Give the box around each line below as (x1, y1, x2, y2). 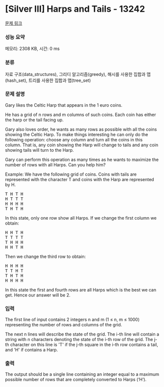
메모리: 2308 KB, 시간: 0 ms (5, 46, 60, 52)
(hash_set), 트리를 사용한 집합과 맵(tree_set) (5, 77, 91, 83)
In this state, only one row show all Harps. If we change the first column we (5, 215, 157, 221)
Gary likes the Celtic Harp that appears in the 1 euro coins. (5, 102, 122, 108)
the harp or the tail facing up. (5, 116, 64, 123)
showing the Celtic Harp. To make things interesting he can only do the (5, 131, 148, 137)
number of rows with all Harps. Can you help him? (5, 161, 106, 167)
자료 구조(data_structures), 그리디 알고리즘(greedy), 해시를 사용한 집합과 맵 (5, 71, 151, 77)
